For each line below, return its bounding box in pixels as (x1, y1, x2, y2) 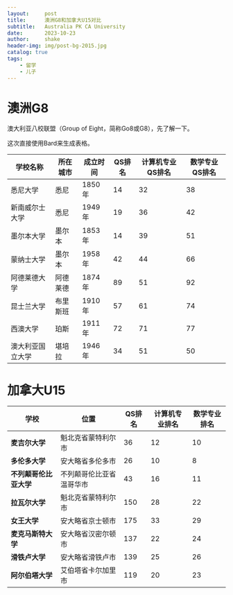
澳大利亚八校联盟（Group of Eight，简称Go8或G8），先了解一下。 (7, 124, 194, 132)
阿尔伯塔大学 (10, 571, 53, 580)
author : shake (7, 36, 60, 43)
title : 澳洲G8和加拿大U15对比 (7, 17, 102, 24)
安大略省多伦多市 (60, 456, 116, 466)
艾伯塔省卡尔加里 (60, 566, 116, 576)
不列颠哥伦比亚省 (60, 469, 116, 479)
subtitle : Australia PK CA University (7, 23, 126, 30)
